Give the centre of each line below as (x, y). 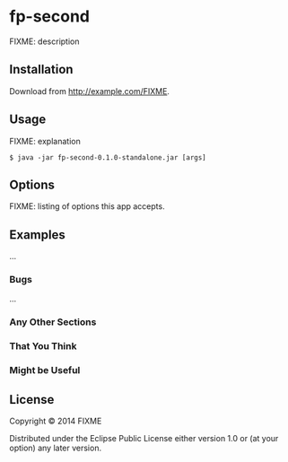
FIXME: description (44, 41)
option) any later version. (55, 448)
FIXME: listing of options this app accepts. (87, 206)
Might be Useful (45, 370)
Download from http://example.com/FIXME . (90, 91)
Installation (41, 70)
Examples (37, 235)
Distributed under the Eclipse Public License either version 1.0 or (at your (144, 439)
